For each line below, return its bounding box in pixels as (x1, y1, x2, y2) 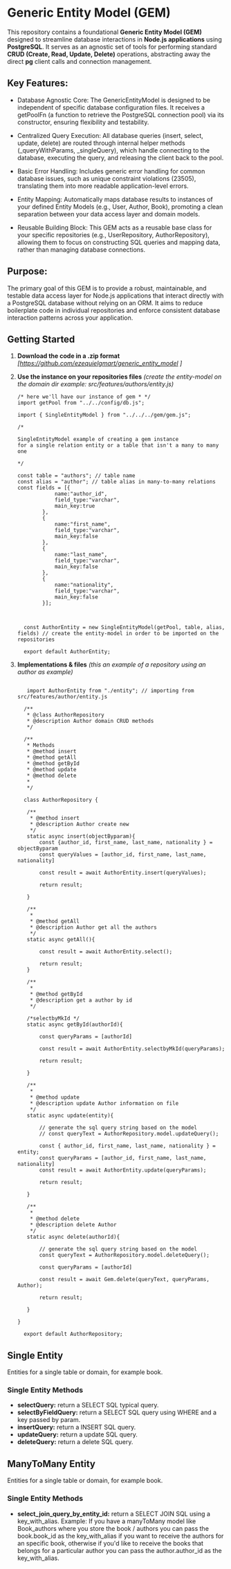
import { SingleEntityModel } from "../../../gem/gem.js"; (17, 411, 192, 419)
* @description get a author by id (30, 997, 133, 1004)
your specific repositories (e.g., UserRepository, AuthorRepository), (17, 230, 210, 239)
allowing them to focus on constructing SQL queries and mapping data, (17, 238, 221, 246)
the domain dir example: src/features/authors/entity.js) (17, 380, 174, 388)
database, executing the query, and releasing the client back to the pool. (17, 153, 224, 162)
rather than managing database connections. (17, 245, 146, 254)
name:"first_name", (54, 521, 111, 528)
